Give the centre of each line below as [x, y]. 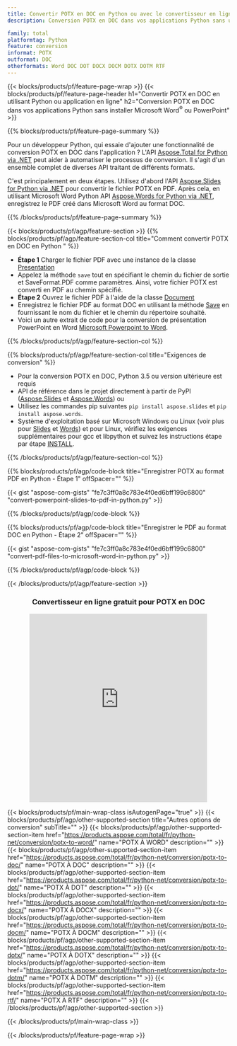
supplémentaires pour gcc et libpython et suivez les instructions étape [120, 437]
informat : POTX [30, 53]
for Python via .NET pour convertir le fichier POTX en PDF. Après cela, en [114, 189]
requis [27, 384]
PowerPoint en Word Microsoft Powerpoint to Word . [92, 328]
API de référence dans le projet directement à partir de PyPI [104, 391]
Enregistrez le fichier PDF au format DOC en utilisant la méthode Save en [123, 305]
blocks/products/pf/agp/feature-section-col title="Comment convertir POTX [118, 238]
